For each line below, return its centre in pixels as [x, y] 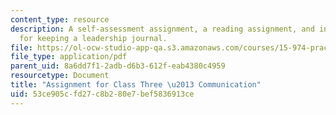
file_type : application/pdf [69, 57]
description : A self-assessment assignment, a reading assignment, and [162, 29]
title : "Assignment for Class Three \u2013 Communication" [136, 85]
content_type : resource [60, 19]
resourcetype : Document [60, 76]
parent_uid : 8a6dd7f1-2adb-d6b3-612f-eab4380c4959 [118, 66]
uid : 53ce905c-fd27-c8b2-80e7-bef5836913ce [102, 94]
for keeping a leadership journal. [93, 38]
